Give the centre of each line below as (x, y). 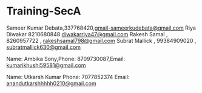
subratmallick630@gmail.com (43, 47)
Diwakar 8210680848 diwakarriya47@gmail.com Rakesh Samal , (87, 34)
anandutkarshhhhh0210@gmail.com (51, 83)
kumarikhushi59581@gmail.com (46, 65)
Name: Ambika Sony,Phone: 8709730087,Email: (66, 59)
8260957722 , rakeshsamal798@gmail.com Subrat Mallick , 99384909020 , (101, 40)
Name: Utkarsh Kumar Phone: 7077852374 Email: (68, 77)
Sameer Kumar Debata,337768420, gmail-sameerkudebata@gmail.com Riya (101, 28)
